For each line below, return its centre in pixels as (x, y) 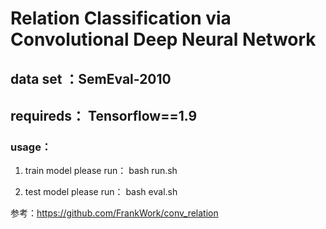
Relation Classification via (121, 18)
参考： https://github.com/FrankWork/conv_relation (114, 213)
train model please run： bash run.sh (101, 171)
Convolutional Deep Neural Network (163, 39)
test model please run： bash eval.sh (101, 192)
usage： (31, 147)
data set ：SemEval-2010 (91, 78)
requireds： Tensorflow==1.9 (104, 115)
